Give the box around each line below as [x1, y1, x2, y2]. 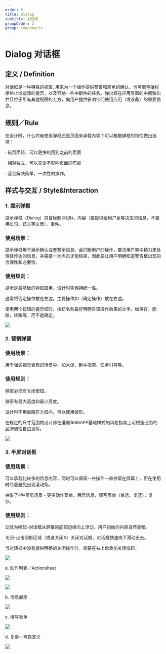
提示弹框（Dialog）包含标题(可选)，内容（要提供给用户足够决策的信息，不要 [5, 214, 160, 221]
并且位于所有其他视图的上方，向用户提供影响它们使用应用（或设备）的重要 [5, 96, 157, 102]
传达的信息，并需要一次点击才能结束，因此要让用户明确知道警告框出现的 [13, 253, 161, 259]
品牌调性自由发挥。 [5, 425, 44, 432]
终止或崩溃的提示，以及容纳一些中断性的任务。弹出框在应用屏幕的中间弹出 [9, 90, 161, 96]
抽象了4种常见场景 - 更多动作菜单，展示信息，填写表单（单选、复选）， [5, 492, 149, 498]
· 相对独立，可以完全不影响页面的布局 [5, 160, 82, 166]
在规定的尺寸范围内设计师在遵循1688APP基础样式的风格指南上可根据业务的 [5, 419, 158, 425]
